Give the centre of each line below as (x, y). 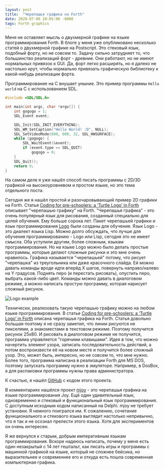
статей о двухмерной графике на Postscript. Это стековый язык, (72, 48)
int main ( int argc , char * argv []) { (42, 107)
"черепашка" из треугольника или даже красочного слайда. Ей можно (80, 263)
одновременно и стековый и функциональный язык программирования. (81, 401)
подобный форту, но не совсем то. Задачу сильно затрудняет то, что (77, 53)
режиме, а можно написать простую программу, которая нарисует (76, 284)
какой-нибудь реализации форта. (40, 74)
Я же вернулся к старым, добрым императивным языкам (66, 436)
